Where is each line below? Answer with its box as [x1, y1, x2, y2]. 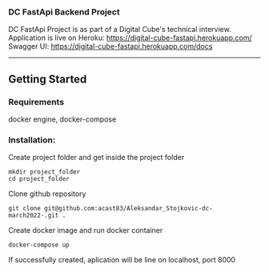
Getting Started [8, 72, 87, 86]
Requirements [8, 96, 65, 107]
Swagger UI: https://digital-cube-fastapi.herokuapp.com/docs [8, 42, 213, 51]
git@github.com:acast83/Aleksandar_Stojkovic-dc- [43, 205, 214, 213]
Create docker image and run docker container [8, 226, 163, 235]
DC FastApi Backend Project [8, 6, 120, 18]
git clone [8, 205, 42, 213]
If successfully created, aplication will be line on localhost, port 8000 [8, 255, 236, 265]
